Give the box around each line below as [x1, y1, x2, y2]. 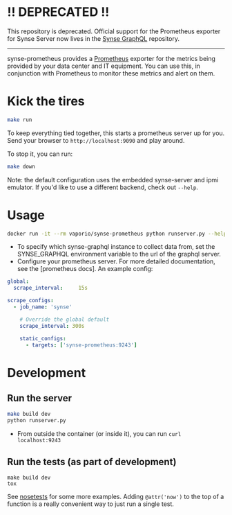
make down [7, 163, 36, 170]
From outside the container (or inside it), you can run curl [17, 430, 182, 438]
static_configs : [19, 335, 67, 342]
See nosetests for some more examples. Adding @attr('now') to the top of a [7, 493, 224, 500]
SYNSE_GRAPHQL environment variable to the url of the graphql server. [17, 250, 221, 259]
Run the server [7, 392, 72, 404]
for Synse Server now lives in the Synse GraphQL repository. [7, 34, 180, 42]
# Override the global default [19, 316, 110, 323]
